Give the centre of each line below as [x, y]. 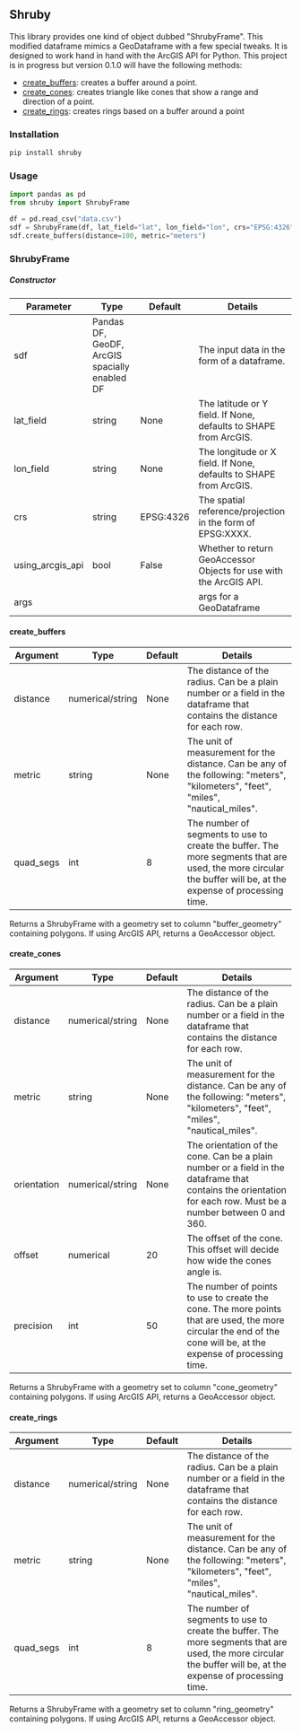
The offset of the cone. [235, 1238]
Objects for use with [241, 571]
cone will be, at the [227, 1343]
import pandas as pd [48, 195]
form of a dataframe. [242, 361]
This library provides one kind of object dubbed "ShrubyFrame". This [136, 36]
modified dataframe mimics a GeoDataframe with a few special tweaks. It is [149, 46]
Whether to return [236, 548]
